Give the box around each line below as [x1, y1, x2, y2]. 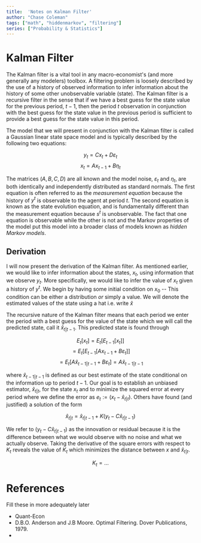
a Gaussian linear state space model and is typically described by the [6, 133, 178, 141]
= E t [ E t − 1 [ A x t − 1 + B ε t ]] [72, 347, 130, 356]
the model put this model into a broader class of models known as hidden [6, 222, 187, 230]
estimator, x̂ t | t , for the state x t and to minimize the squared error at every [6, 385, 184, 394]
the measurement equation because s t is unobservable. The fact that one [6, 209, 187, 217]
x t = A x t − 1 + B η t [80, 162, 121, 170]
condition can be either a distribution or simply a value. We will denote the [6, 293, 189, 300]
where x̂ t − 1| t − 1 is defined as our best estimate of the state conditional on [6, 371, 187, 380]
